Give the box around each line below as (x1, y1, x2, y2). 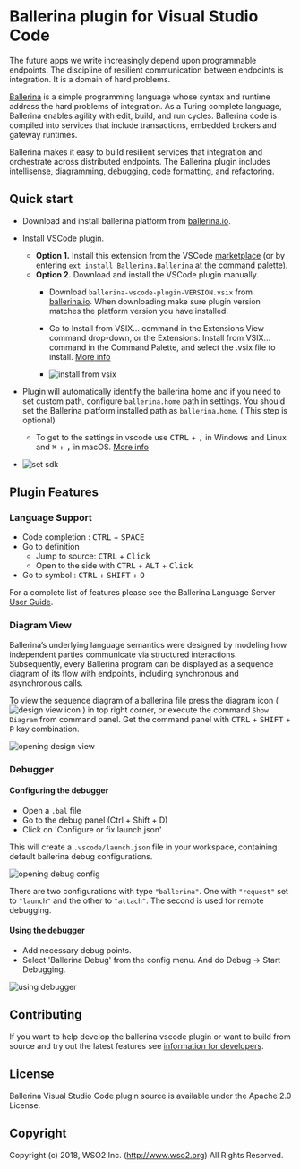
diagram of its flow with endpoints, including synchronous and (9, 668, 239, 678)
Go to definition (21, 542, 80, 552)
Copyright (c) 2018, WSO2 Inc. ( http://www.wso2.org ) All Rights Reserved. (9, 1149, 284, 1160)
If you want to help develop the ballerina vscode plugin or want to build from (9, 1031, 291, 1042)
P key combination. (9, 723, 80, 734)
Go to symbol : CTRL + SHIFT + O (21, 570, 145, 581)
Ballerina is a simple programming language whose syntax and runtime (9, 91, 270, 102)
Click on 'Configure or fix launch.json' (21, 823, 163, 834)
